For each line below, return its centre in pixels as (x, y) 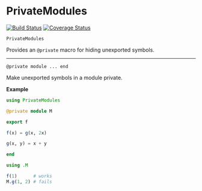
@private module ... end (37, 66)
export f (17, 122)
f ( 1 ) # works (29, 176)
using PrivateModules (33, 100)
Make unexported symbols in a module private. (64, 77)
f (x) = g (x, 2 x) (26, 133)
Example (17, 89)
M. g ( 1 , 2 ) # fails (29, 181)
